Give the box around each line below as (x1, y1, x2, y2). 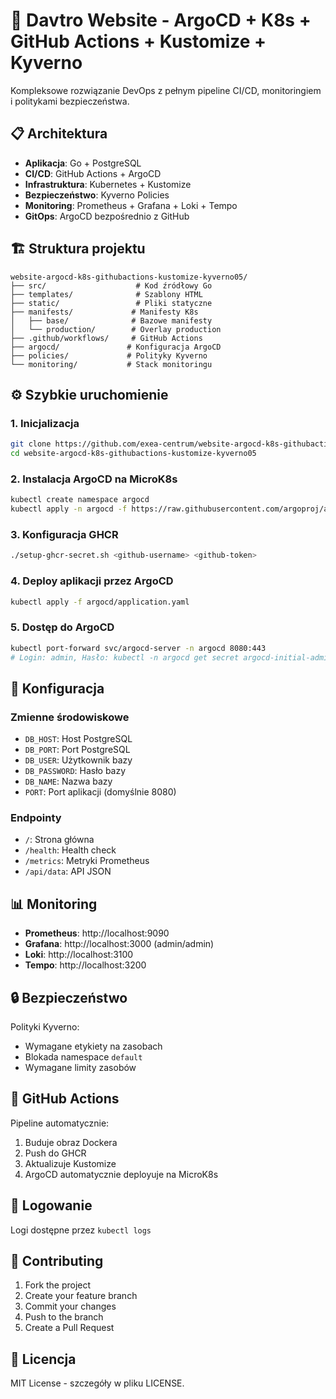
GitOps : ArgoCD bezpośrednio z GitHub (24, 210, 190, 222)
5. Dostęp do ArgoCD (10, 620, 115, 634)
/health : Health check (24, 844, 117, 856)
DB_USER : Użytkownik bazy (24, 754, 133, 766)
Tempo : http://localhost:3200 (24, 959, 147, 971)
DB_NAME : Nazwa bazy (24, 775, 113, 788)
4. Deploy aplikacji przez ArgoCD (10, 574, 174, 588)
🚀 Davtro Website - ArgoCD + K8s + (10, 9, 312, 32)
